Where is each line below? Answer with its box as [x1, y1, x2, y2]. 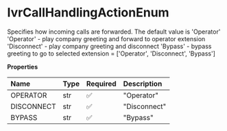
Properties [7, 62, 38, 71]
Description [123, 79, 163, 88]
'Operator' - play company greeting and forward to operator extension [7, 34, 206, 43]
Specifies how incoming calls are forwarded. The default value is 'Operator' [7, 27, 221, 36]
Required [86, 79, 117, 88]
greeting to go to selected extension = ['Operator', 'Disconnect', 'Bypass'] [7, 49, 216, 58]
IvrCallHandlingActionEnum [7, 5, 169, 21]
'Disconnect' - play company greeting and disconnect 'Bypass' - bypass [7, 42, 212, 50]
